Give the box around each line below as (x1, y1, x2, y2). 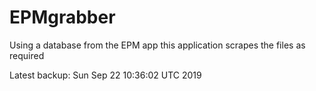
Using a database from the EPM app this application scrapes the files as (9, 39, 306, 51)
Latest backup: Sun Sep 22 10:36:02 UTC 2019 (9, 69, 202, 81)
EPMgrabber (9, 6, 116, 29)
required (9, 49, 45, 61)
